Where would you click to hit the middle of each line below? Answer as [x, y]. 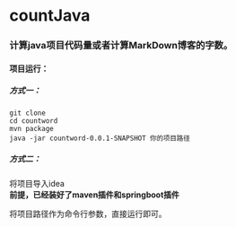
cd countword [34, 121]
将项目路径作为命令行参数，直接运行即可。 [88, 214]
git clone [28, 113]
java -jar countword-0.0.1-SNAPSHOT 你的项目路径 [100, 138]
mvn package [31, 128]
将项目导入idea [37, 183]
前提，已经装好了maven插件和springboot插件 [94, 195]
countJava [50, 16]
